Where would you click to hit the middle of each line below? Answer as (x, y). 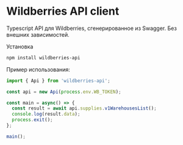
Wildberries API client (63, 11)
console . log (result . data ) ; (46, 114)
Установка (20, 46)
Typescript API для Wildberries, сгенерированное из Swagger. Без (91, 28)
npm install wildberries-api (43, 58)
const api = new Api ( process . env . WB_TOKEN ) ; (64, 92)
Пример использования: (38, 69)
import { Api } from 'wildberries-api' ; (59, 81)
